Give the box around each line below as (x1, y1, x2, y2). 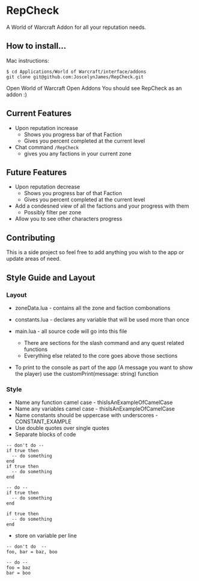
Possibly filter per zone (23, 209, 82, 216)
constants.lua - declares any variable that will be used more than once (14, 315, 189, 323)
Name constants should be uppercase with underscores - (14, 412, 158, 419)
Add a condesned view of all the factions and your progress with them (14, 202, 189, 210)
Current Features (6, 108, 72, 119)
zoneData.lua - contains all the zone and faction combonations (14, 304, 171, 311)
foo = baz (6, 565, 31, 571)
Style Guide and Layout (6, 272, 96, 283)
